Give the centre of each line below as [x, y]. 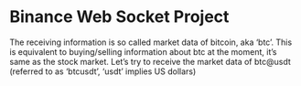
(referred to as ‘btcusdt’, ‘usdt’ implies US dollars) [103, 71]
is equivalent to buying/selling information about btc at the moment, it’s [143, 51]
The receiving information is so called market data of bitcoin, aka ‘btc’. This [151, 42]
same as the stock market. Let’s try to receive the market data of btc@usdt [150, 61]
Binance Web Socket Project [119, 17]
